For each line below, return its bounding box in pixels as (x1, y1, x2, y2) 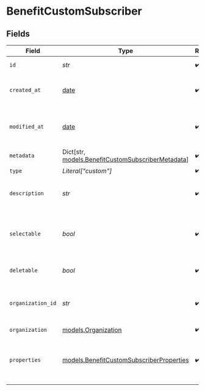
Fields (6, 29, 31, 39)
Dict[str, (62, 148, 85, 156)
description (9, 190, 45, 196)
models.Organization (62, 325, 122, 334)
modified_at (9, 123, 45, 130)
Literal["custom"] (62, 167, 112, 175)
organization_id (9, 300, 57, 306)
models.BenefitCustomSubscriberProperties (62, 356, 189, 364)
